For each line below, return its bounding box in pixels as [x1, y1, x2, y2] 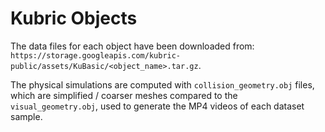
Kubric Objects [10, 7, 138, 30]
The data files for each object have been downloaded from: [10, 40, 255, 52]
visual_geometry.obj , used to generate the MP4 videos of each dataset [10, 100, 305, 112]
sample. [10, 110, 43, 122]
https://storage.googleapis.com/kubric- [10, 50, 182, 61]
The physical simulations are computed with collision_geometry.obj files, [10, 78, 315, 91]
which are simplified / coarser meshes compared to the [10, 89, 238, 101]
